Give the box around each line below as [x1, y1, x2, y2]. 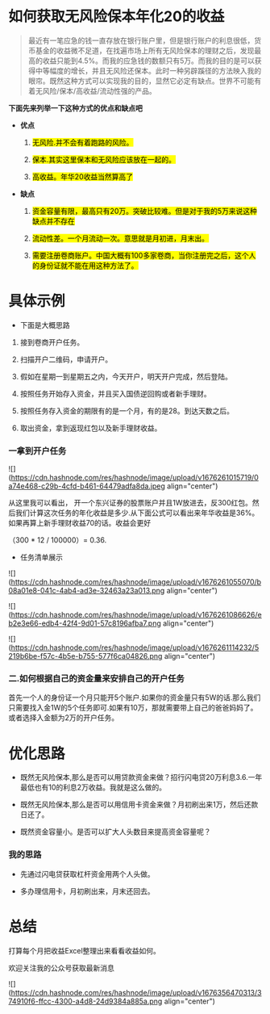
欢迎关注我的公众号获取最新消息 [8, 962, 114, 973]
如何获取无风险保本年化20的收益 [8, 7, 225, 26]
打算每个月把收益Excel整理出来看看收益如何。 [8, 945, 161, 955]
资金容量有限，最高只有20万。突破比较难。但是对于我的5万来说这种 [31, 206, 258, 216]
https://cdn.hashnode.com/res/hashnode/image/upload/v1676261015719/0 [10, 473, 260, 483]
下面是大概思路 [19, 320, 70, 329]
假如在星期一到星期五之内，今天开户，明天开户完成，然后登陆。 [19, 371, 232, 381]
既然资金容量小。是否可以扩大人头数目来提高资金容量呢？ [19, 827, 211, 836]
